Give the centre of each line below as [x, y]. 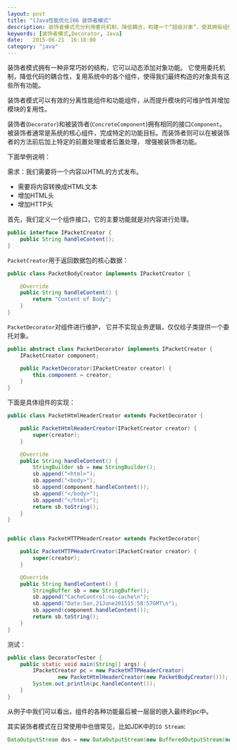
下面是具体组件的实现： [41, 402]
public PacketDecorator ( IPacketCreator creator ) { [96, 368]
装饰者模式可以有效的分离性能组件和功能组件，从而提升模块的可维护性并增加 [119, 100]
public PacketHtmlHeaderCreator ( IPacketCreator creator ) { [109, 428]
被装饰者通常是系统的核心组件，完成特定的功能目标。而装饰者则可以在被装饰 [119, 133]
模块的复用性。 [29, 109]
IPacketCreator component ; [60, 356]
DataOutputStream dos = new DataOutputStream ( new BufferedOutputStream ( [116, 739]
